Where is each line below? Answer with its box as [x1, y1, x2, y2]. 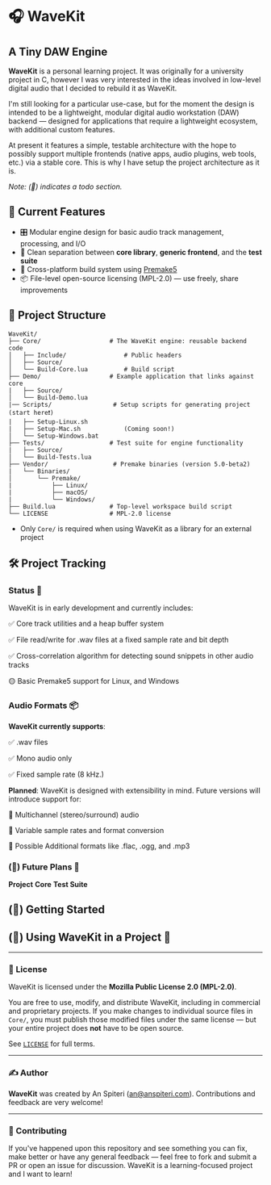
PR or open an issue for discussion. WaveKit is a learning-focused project [8, 1161, 253, 1170]
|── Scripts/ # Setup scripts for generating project [8, 400, 251, 408]
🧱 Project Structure [8, 308, 106, 322]
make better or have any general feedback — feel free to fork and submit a [8, 1152, 256, 1162]
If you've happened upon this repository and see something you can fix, [8, 1144, 248, 1153]
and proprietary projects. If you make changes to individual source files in [8, 1007, 253, 1016]
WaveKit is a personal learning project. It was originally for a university [8, 66, 244, 76]
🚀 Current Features [8, 205, 106, 219]
